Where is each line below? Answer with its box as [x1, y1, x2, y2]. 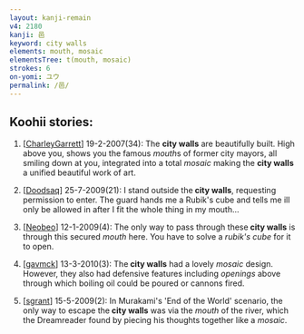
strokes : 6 [9, 64, 51, 74]
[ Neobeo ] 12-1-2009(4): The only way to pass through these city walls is [22, 221, 296, 232]
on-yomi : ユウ [9, 73, 61, 82]
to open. [22, 241, 54, 252]
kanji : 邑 [9, 30, 45, 39]
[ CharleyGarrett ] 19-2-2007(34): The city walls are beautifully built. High [22, 138, 295, 150]
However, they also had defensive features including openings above [22, 269, 281, 280]
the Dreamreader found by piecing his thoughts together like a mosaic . [22, 315, 288, 326]
